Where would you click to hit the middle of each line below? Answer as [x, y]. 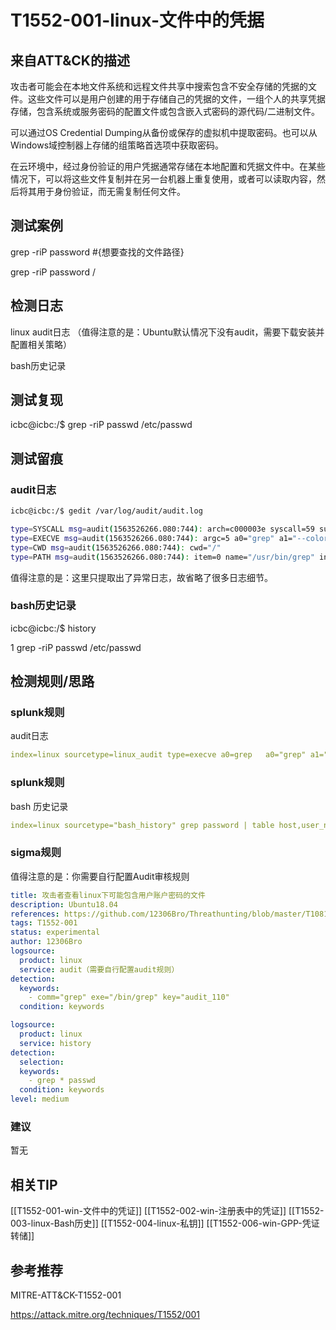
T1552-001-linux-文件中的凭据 [137, 20]
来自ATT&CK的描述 [70, 60]
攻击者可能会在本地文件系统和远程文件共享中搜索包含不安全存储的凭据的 [159, 86]
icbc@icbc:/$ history [53, 628]
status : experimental [55, 932]
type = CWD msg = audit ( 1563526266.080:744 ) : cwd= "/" [116, 547]
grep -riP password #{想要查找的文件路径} [97, 252]
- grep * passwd [62, 1081]
